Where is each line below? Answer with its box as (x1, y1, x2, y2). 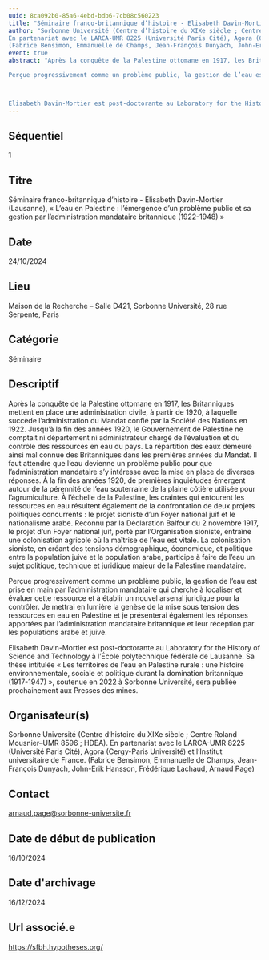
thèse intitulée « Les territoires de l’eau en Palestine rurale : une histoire (8, 659, 244, 670)
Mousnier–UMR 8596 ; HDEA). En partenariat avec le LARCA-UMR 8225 (8, 739, 246, 748)
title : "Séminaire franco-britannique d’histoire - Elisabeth (8, 19, 220, 27)
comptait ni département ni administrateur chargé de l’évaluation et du (8, 432, 240, 442)
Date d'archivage (8, 876, 96, 890)
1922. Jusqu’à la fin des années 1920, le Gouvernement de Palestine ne (8, 424, 243, 434)
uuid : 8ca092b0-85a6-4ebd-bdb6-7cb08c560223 (8, 11, 159, 20)
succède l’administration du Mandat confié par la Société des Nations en (8, 415, 248, 425)
